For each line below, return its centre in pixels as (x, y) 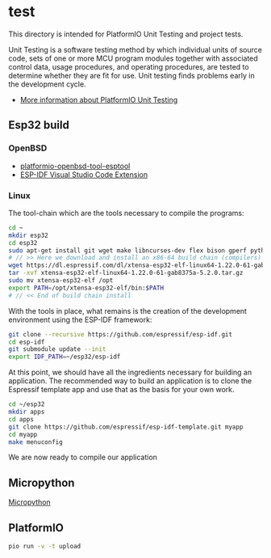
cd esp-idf (27, 342)
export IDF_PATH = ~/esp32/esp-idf (65, 357)
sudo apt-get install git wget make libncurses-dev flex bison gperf (128, 250)
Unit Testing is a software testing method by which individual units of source (135, 49)
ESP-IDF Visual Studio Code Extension (83, 174)
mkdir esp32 (28, 235)
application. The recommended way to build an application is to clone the (130, 381)
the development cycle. (47, 84)
